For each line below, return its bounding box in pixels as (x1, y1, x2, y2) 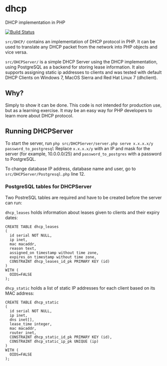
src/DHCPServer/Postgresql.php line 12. (5, 171, 85, 177)
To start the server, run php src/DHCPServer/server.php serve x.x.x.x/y (5, 140, 154, 146)
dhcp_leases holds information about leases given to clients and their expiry (5, 209, 160, 215)
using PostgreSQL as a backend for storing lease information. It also (5, 64, 145, 70)
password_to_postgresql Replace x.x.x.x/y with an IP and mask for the (5, 145, 151, 151)
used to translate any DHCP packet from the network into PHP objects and (5, 44, 158, 50)
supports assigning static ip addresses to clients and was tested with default (5, 69, 162, 75)
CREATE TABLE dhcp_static (5, 300, 59, 305)
